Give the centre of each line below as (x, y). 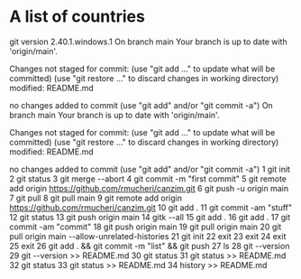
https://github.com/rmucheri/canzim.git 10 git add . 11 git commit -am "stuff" (151, 207)
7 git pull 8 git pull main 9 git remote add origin (96, 198)
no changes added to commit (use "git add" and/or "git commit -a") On (141, 105)
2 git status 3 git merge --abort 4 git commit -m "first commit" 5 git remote (148, 179)
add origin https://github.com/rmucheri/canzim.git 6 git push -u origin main (149, 188)
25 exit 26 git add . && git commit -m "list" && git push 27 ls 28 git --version (150, 246)
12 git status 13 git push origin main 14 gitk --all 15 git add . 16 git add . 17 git (150, 217)
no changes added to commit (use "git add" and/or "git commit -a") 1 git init (150, 169)
